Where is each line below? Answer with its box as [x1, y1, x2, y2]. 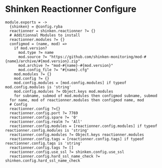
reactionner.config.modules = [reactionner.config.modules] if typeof [9, 124, 158, 128]
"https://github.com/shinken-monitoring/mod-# [49, 54, 147, 59]
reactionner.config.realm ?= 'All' [9, 119, 83, 124]
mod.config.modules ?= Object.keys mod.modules [14, 89, 113, 94]
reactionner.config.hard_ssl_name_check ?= [9, 154, 100, 159]
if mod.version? [14, 45, 48, 50]
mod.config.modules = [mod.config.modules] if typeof [14, 80, 127, 85]
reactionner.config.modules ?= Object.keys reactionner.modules [9, 132, 144, 137]
